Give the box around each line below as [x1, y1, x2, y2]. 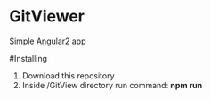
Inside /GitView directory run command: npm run [21, 79, 203, 90]
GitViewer [9, 6, 85, 27]
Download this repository [21, 70, 115, 81]
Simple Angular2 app [9, 36, 86, 46]
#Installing [9, 53, 47, 63]
